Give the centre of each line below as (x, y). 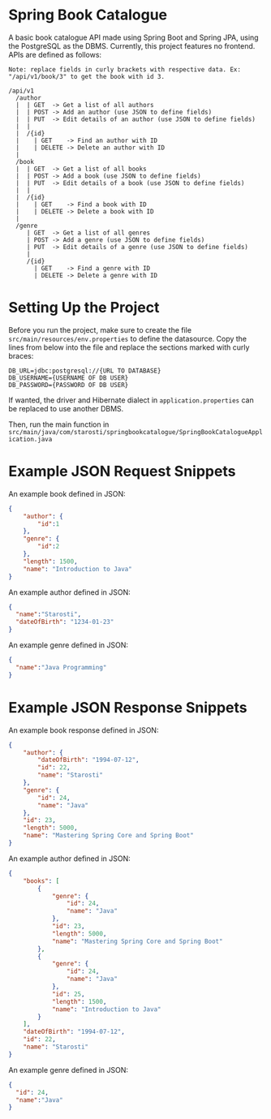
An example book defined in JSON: (67, 493)
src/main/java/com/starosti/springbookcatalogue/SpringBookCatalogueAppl (136, 432)
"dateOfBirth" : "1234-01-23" (65, 622)
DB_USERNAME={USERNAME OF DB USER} (69, 378)
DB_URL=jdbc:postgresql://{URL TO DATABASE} (85, 371)
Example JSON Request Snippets (122, 471)
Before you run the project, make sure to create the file (100, 329)
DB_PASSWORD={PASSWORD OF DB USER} (69, 385)
